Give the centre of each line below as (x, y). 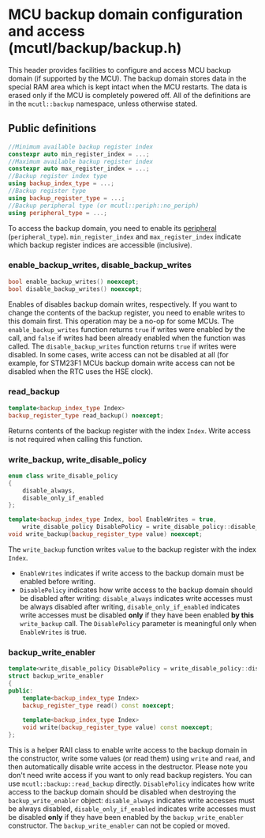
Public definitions (52, 128)
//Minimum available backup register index (81, 147)
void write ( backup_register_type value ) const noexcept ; (118, 728)
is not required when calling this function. (76, 439)
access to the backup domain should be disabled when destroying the (122, 791)
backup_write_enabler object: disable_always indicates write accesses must (131, 800)
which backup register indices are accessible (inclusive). (101, 245)
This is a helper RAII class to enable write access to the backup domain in (128, 749)
